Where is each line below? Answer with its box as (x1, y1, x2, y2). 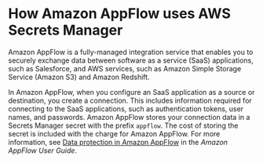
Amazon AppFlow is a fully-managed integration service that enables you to (8, 47, 254, 56)
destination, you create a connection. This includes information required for (8, 96, 253, 105)
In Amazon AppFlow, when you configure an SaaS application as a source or (8, 87, 255, 96)
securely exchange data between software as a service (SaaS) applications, (8, 56, 254, 65)
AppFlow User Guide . (8, 146, 77, 155)
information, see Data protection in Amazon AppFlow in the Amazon (8, 137, 228, 147)
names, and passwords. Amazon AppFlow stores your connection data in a (8, 112, 250, 121)
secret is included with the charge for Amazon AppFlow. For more (8, 129, 221, 138)
